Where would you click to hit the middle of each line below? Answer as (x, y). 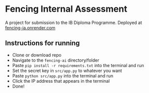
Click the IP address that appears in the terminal (61, 81)
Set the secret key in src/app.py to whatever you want (67, 70)
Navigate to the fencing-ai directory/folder (56, 60)
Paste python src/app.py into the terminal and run (63, 76)
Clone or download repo (37, 55)
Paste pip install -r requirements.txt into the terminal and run (78, 65)
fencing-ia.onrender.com (30, 27)
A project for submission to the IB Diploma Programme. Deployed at (74, 23)
